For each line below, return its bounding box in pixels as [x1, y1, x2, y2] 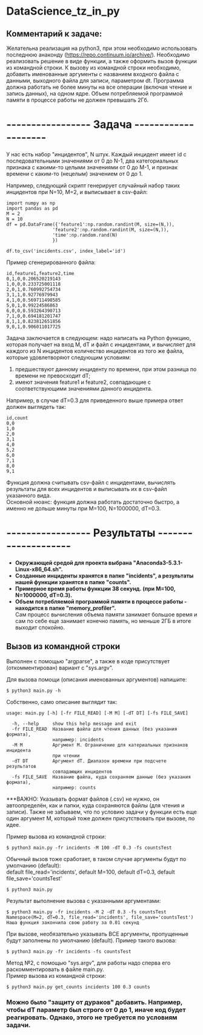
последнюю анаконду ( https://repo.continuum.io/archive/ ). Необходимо [6, 51, 190, 58]
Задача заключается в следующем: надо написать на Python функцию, [6, 334, 191, 341]
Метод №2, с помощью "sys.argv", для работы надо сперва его [6, 959, 171, 966]
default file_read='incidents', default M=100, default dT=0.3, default [6, 868, 175, 876]
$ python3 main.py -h [6, 688, 61, 694]
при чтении [52, 753, 80, 759]
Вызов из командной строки [6, 641, 121, 652]
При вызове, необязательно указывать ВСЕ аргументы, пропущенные [6, 930, 189, 938]
